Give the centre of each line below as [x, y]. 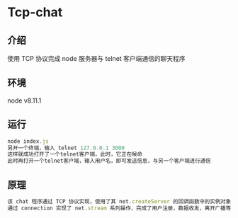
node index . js [28, 141]
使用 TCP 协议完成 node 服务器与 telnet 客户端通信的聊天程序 [96, 58]
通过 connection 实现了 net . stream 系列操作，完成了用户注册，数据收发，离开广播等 [119, 208]
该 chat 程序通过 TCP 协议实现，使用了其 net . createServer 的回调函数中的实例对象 [119, 201]
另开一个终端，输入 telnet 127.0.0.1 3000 [66, 148]
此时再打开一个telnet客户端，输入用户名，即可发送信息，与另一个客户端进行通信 [109, 161]
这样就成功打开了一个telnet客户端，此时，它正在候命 [75, 154]
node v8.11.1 [24, 101]
